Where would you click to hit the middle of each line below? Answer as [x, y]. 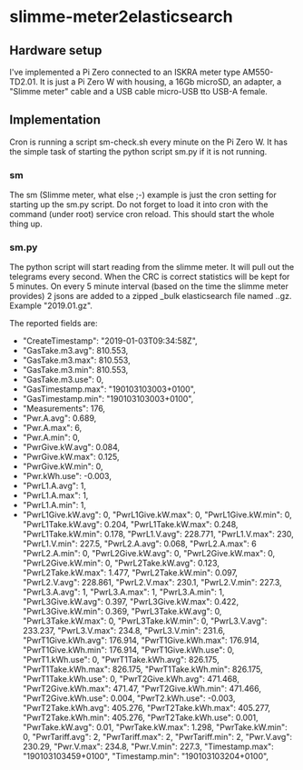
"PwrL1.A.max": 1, [55, 495]
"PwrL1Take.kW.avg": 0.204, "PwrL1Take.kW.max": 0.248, [130, 525]
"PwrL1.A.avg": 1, [54, 486]
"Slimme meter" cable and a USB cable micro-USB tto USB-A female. [138, 91]
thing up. [26, 224]
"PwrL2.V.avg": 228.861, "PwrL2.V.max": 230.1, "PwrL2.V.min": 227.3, [152, 583]
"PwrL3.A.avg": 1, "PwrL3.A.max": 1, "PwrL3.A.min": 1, [123, 592]
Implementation [55, 120]
